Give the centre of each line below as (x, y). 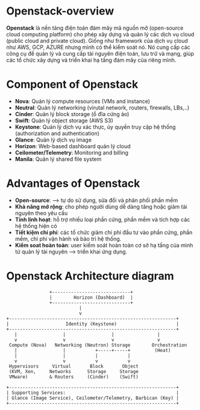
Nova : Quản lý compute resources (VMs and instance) (83, 101)
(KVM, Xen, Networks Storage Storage (73, 371)
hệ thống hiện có (36, 226)
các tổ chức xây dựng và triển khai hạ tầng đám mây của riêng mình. (91, 60)
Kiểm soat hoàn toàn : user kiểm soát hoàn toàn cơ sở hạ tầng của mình (104, 245)
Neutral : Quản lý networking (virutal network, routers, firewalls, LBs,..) (102, 108)
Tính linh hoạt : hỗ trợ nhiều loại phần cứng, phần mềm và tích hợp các (102, 220)
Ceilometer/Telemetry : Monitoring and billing (71, 152)
